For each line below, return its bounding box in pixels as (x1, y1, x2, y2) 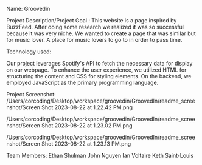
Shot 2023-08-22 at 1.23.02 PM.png (41, 122, 133, 129)
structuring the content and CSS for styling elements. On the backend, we (6, 73, 192, 79)
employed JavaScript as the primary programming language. (6, 79, 159, 86)
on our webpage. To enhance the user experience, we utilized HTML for (6, 66, 187, 73)
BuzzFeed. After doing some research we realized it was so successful (6, 24, 184, 30)
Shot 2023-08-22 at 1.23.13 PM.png (41, 140, 131, 147)
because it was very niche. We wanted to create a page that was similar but (6, 30, 196, 37)
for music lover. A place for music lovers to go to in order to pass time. (6, 36, 183, 43)
